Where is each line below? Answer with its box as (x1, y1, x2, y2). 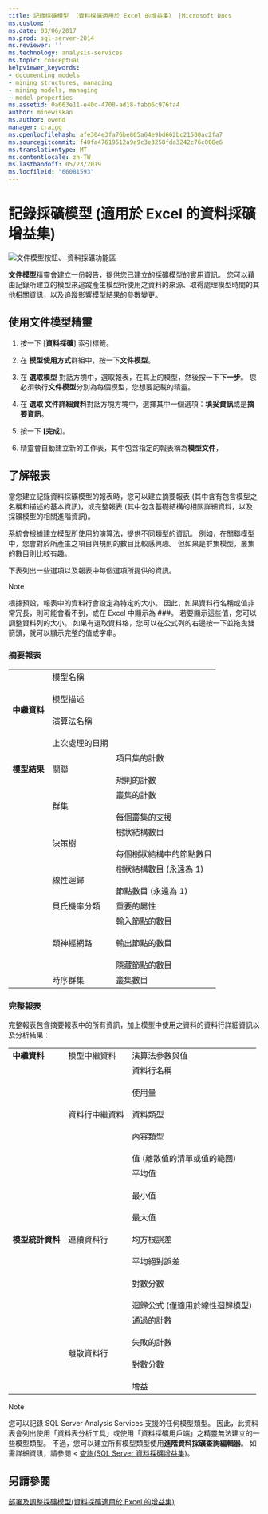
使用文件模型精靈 (8, 315, 93, 329)
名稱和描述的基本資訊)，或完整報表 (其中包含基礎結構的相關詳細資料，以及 (8, 501, 254, 511)
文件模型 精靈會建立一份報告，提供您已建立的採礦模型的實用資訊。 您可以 (8, 270, 248, 279)
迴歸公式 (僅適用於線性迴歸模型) (132, 1300, 253, 1312)
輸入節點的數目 (116, 915, 173, 926)
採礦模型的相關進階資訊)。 (8, 511, 96, 521)
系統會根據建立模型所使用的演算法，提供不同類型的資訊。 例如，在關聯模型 (8, 529, 255, 538)
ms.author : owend (8, 116, 66, 124)
